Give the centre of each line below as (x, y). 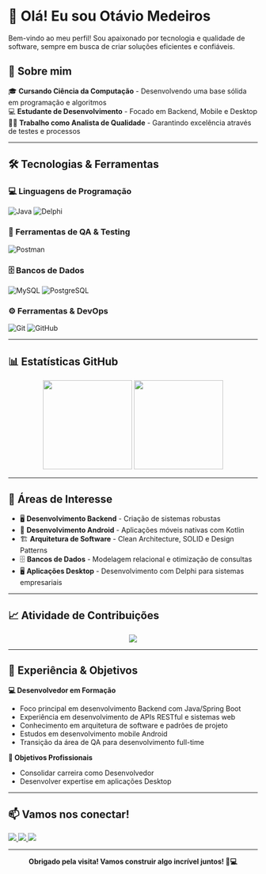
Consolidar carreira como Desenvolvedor (87, 773)
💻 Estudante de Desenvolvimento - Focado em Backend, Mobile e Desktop (133, 111)
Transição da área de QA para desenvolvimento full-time (112, 742)
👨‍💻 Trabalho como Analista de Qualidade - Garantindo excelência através (130, 123)
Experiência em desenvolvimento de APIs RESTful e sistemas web (127, 716)
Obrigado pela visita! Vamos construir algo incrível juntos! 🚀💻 (133, 861)
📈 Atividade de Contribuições (84, 616)
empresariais (41, 582)
